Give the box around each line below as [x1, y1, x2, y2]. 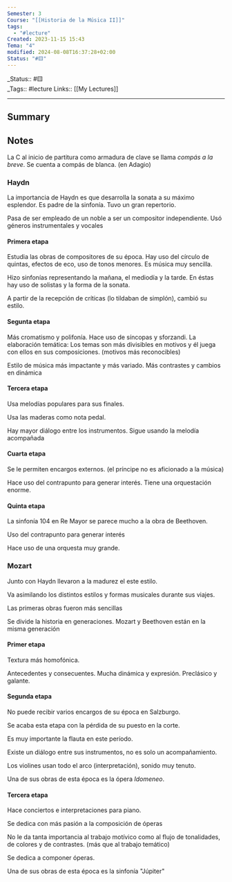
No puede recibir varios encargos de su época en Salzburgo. [7, 708, 181, 716]
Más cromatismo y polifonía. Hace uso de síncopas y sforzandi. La [7, 333, 197, 341]
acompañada [7, 433, 45, 442]
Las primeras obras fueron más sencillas [7, 604, 123, 612]
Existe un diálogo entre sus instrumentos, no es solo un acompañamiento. [7, 748, 217, 756]
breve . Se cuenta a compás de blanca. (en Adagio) [7, 160, 152, 168]
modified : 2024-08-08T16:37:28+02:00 [7, 49, 116, 56]
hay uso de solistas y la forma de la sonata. [7, 281, 130, 289]
